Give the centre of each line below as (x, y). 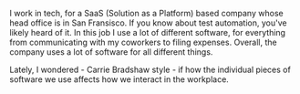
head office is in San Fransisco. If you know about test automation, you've (148, 23)
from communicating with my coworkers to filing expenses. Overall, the (143, 42)
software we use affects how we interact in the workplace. (119, 79)
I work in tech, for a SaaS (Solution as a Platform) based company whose (147, 13)
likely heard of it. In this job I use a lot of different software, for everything (147, 32)
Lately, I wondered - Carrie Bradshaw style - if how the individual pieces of (150, 69)
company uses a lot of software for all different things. (111, 52)
